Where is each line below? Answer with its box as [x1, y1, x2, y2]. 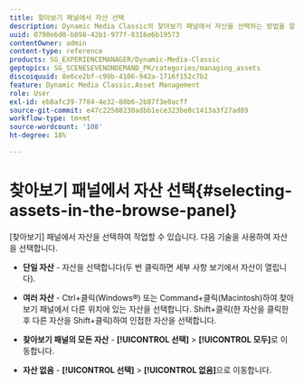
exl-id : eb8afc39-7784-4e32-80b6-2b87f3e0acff [9, 97, 188, 107]
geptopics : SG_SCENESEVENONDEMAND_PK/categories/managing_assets [9, 64, 261, 73]
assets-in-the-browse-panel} [9, 201, 238, 221]
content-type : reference [9, 47, 103, 56]
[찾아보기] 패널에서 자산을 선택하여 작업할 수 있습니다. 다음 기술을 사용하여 [9, 231, 271, 242]
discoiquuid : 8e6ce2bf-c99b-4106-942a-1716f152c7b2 [9, 72, 208, 81]
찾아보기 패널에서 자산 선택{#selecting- [9, 181, 292, 201]
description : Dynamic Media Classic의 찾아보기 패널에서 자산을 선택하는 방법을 [9, 22, 286, 31]
